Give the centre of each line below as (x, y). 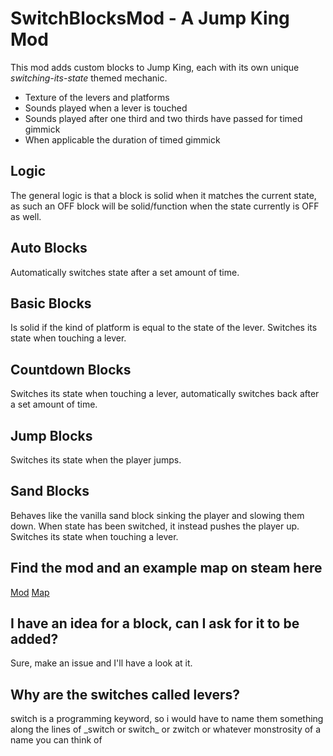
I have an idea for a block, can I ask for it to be (155, 623)
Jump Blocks (51, 435)
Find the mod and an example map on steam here (166, 568)
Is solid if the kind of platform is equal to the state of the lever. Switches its (164, 328)
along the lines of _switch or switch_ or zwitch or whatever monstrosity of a (166, 729)
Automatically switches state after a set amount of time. (125, 272)
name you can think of (56, 740)
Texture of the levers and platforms (97, 97)
